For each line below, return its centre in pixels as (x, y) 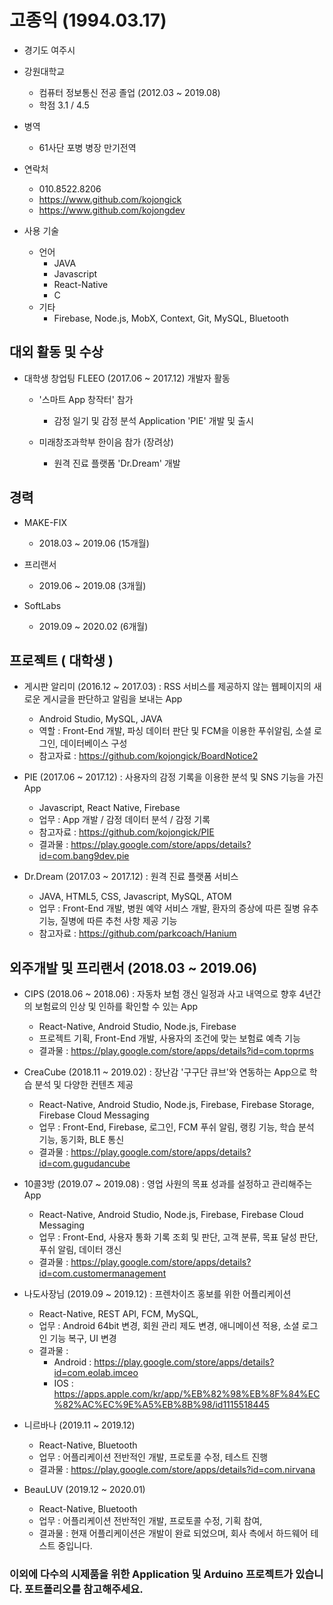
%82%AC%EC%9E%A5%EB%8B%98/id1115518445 (161, 1405)
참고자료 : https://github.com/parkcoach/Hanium (137, 933)
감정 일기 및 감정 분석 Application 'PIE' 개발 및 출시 (153, 420)
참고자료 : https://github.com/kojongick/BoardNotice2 (148, 756)
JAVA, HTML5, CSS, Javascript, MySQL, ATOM (135, 897)
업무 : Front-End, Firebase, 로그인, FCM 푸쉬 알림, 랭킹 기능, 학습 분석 (176, 1127)
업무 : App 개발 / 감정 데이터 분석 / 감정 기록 (124, 820)
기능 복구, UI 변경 (83, 1338)
